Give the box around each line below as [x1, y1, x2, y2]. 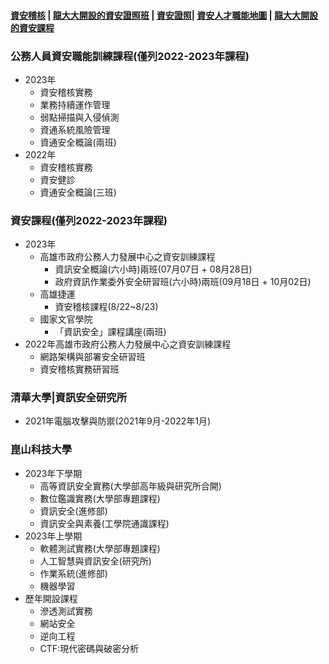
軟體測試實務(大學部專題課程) [39, 542, 161, 554]
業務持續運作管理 [39, 98, 111, 110]
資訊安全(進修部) [39, 505, 108, 517]
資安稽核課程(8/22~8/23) [54, 301, 159, 313]
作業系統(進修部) [39, 567, 108, 579]
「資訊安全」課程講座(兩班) [54, 326, 167, 338]
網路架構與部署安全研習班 [39, 351, 146, 363]
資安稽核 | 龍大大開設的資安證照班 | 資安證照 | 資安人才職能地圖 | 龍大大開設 [10, 9, 319, 21]
